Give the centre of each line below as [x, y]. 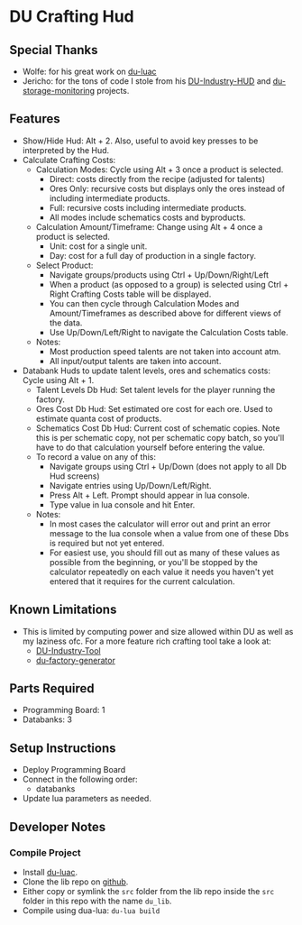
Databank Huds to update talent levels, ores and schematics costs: [146, 371]
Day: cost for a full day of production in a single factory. [153, 255]
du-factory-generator [75, 660]
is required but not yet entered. [107, 543]
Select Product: [64, 265]
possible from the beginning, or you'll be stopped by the [154, 562]
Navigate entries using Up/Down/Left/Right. [130, 485]
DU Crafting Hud [72, 17]
